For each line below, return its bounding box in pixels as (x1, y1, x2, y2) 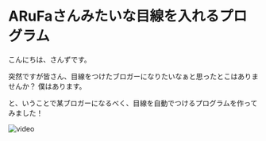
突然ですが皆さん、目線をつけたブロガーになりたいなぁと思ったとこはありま (8, 71, 259, 81)
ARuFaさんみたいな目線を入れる (8, 7, 220, 25)
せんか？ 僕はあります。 (8, 81, 87, 91)
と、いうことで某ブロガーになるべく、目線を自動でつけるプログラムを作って (8, 98, 258, 108)
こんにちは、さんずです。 (8, 55, 91, 64)
